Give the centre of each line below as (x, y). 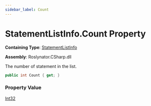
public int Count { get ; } (32, 75)
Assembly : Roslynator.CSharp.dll (38, 57)
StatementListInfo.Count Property (75, 33)
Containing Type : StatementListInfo (41, 47)
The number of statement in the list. (41, 66)
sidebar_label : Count (27, 10)
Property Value (23, 87)
